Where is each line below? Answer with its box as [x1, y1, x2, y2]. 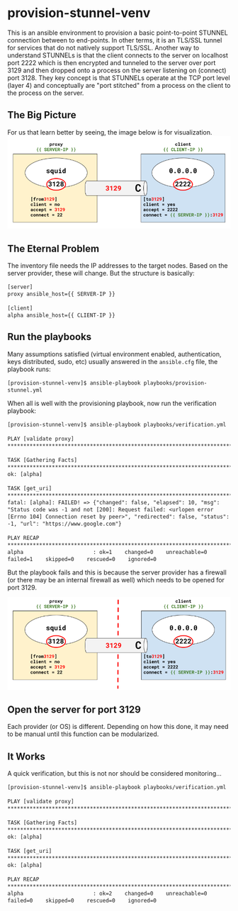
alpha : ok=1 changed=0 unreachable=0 [7, 548, 208, 555]
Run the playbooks [7, 331, 92, 343]
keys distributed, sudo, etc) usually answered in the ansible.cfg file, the [7, 357, 218, 366]
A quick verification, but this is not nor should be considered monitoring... [7, 769, 222, 778]
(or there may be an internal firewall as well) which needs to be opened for [7, 575, 225, 584]
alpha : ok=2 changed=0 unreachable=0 [7, 890, 208, 898]
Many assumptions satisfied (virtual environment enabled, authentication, [7, 349, 222, 358]
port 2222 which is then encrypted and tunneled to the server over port [7, 58, 216, 67]
